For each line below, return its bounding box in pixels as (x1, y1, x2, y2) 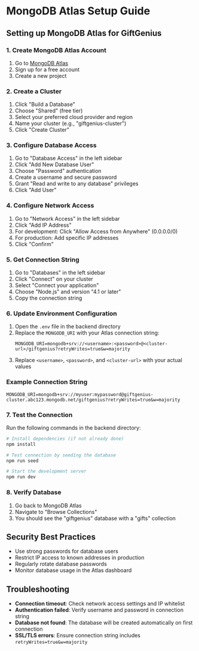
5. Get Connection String (6, 255, 79, 264)
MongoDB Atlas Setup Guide (6, 4, 151, 18)
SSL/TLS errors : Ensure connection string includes (14, 632, 141, 639)
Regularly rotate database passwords (14, 561, 108, 568)
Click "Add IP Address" (14, 221, 72, 229)
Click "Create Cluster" (14, 126, 70, 133)
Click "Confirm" (14, 241, 54, 248)
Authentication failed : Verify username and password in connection (14, 606, 184, 614)
